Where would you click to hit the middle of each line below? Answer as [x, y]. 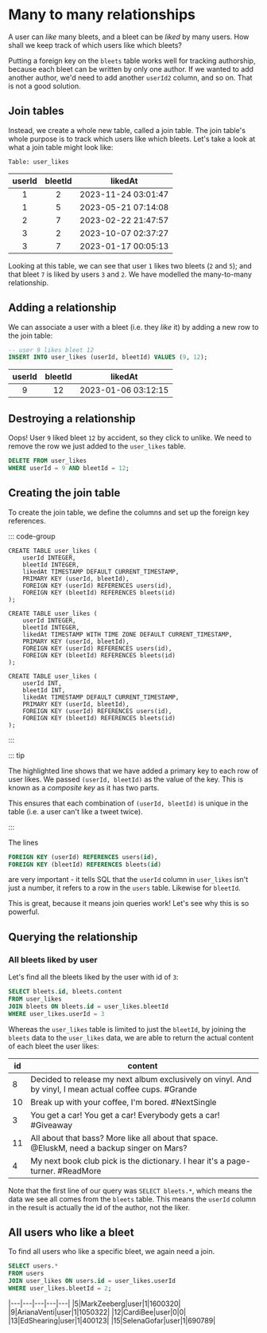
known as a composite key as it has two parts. [84, 787]
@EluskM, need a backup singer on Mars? [109, 1147]
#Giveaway [52, 1125]
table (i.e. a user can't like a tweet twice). [75, 811]
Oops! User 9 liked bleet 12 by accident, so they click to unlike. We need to [130, 438]
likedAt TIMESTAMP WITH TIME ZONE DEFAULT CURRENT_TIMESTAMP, [128, 634]
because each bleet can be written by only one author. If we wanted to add [131, 69]
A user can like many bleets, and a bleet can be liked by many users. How [129, 37]
